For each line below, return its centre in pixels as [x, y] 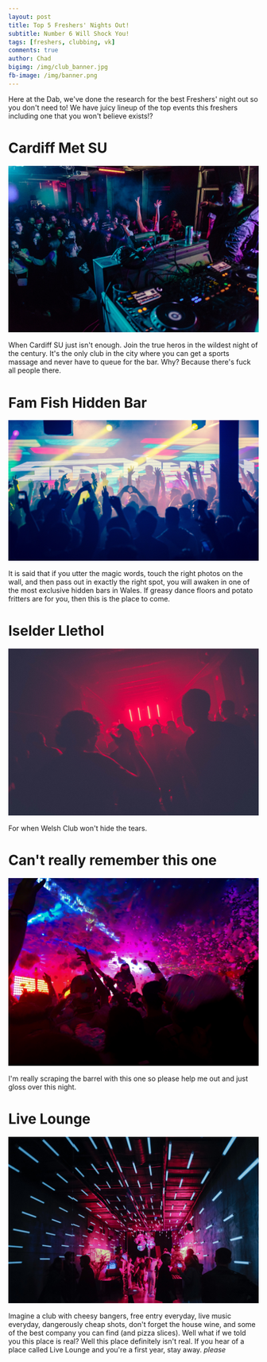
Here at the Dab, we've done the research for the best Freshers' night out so [133, 99]
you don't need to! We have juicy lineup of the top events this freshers [123, 107]
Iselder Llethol [56, 631]
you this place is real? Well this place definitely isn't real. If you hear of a [126, 1341]
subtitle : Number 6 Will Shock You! [69, 33]
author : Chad [30, 59]
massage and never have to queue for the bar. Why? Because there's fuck [130, 362]
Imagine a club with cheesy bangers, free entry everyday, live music [120, 1316]
